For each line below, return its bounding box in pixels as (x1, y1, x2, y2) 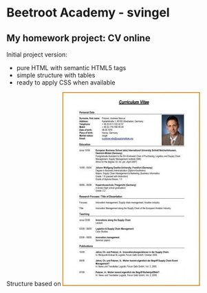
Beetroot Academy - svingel (6, 5, 170, 21)
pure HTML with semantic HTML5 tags (16, 64, 127, 72)
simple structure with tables (16, 71, 96, 79)
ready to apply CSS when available (16, 78, 116, 87)
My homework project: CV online (6, 32, 151, 44)
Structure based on (6, 280, 61, 287)
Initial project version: (6, 50, 68, 58)
